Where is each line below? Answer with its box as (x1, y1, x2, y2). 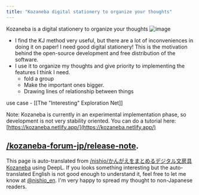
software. (14, 56, 39, 63)
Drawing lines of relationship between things (23, 87, 134, 95)
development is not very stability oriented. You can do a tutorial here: (6, 117, 176, 124)
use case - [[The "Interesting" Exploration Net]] (6, 99, 123, 106)
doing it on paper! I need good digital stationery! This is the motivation (14, 43, 188, 50)
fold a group (23, 75, 54, 82)
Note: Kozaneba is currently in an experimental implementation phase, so (6, 111, 186, 118)
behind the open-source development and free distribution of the (14, 49, 176, 57)
